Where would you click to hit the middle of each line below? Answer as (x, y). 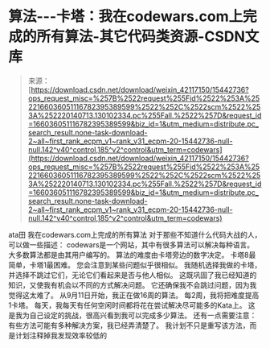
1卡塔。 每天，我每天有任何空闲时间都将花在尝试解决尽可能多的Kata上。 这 (132, 305)
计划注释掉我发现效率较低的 (61, 335)
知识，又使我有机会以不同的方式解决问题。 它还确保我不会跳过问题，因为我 (133, 285)
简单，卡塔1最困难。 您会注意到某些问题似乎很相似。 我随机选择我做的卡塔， (135, 265)
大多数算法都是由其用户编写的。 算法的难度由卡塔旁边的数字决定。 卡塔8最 (132, 255)
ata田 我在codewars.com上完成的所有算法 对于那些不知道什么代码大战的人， (135, 234)
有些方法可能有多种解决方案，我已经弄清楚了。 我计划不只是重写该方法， (129, 325)
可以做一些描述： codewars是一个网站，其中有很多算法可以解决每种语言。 (131, 244)
